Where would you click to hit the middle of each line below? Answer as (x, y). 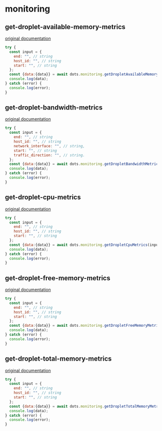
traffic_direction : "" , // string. (49, 155)
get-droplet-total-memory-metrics (58, 359)
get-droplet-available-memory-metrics (65, 27)
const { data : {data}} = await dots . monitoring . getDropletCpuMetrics (79, 245)
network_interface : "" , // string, (49, 146)
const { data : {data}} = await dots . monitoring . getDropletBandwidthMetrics (85, 164)
